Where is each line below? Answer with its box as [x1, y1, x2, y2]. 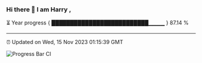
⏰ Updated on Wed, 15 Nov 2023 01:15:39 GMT [6, 39, 123, 46]
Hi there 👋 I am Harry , [6, 5, 72, 14]
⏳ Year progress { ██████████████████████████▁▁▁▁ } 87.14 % [6, 19, 189, 26]
